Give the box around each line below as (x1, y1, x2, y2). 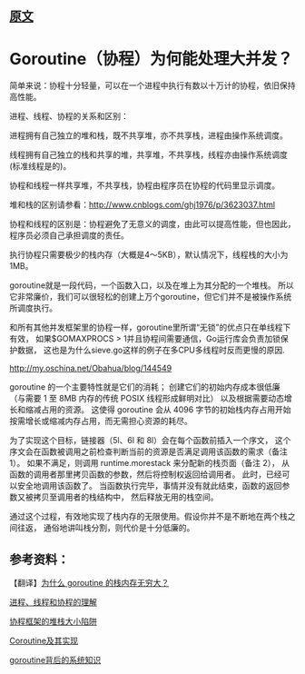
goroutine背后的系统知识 (9, 655, 102, 666)
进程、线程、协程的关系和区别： (9, 111, 129, 122)
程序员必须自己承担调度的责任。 (9, 230, 129, 241)
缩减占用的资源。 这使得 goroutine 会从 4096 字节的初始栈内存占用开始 (25, 404, 292, 415)
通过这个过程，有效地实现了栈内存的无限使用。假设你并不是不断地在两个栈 (9, 511, 288, 522)
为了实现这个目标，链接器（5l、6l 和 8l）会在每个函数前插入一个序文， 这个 (9, 435, 291, 446)
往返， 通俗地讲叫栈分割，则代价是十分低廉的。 (16, 522, 195, 533)
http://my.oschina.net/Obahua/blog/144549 (9, 362, 172, 374)
